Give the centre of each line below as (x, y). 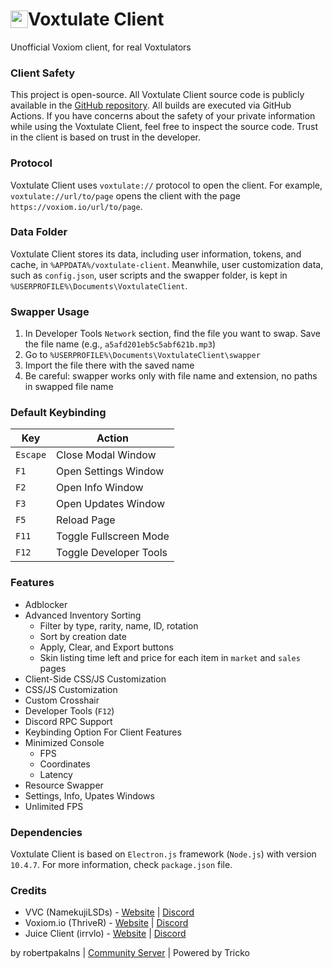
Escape (31, 455)
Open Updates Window (111, 504)
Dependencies (46, 832)
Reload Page (86, 520)
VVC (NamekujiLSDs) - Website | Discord (109, 912)
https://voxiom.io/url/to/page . (76, 206)
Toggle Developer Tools (112, 553)
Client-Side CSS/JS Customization (95, 679)
